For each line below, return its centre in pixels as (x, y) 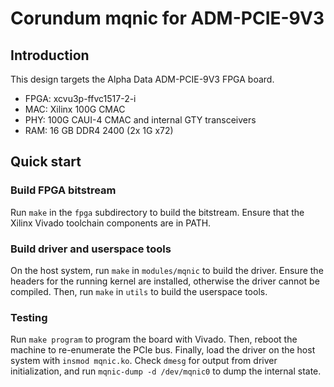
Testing (29, 317)
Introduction (50, 55)
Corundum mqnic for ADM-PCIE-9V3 (167, 18)
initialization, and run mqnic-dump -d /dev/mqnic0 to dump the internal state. (166, 371)
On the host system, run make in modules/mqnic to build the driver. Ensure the (167, 270)
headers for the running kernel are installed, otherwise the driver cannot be (165, 281)
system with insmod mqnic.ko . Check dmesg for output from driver (144, 361)
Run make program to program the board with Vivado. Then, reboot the (154, 339)
